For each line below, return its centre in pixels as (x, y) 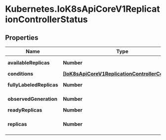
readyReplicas (25, 110)
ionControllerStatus (46, 19)
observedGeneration (33, 99)
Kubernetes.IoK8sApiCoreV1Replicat (83, 9)
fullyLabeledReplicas (33, 85)
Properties (22, 38)
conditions (21, 74)
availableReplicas (29, 63)
